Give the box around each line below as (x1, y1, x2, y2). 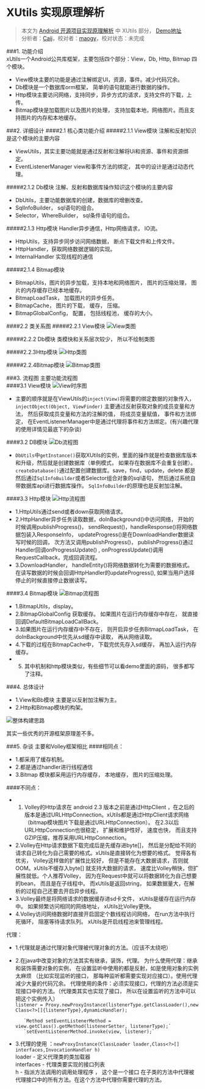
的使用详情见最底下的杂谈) (15, 425, 82, 432)
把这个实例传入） (15, 995, 59, 1002)
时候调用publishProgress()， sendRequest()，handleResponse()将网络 (15, 523, 193, 530)
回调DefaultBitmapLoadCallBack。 (15, 617, 102, 625)
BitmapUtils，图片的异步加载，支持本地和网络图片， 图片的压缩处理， (15, 279, 190, 286)
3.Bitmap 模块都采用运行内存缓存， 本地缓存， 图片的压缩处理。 (15, 771, 176, 778)
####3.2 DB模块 (6, 438, 48, 446)
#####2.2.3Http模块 (6, 348, 58, 355)
